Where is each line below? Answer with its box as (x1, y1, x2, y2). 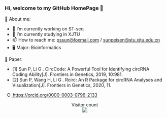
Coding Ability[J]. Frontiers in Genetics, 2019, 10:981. (12, 71, 123, 77)
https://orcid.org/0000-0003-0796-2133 (12, 92, 97, 98)
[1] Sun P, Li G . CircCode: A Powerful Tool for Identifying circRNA (12, 66, 150, 72)
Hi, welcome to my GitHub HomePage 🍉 (5, 5, 104, 12)
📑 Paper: (5, 56, 23, 62)
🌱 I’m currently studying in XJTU (12, 31, 80, 37)
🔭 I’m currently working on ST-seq (12, 26, 84, 32)
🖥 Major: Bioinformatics (12, 45, 61, 51)
